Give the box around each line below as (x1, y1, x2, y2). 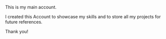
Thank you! (5, 29, 28, 34)
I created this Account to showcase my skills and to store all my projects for (5, 14, 161, 19)
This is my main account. (5, 4, 56, 10)
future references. (5, 19, 42, 25)
